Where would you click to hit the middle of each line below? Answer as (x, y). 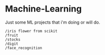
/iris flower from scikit (31, 31)
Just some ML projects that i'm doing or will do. (53, 22)
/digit (12, 44)
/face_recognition (24, 48)
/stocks (13, 40)
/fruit (12, 35)
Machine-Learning (43, 9)
